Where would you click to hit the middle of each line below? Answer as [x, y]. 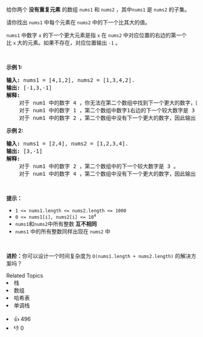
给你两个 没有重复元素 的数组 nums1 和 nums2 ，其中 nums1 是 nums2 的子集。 [98, 9]
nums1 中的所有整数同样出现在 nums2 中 [63, 231]
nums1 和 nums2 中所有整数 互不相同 [56, 224]
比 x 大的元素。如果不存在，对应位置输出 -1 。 [63, 43]
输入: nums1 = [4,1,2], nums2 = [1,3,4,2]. [70, 80]
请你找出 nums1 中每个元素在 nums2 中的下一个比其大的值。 [79, 22]
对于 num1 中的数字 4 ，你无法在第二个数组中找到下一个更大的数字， [108, 103]
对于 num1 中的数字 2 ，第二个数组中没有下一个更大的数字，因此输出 [108, 118]
